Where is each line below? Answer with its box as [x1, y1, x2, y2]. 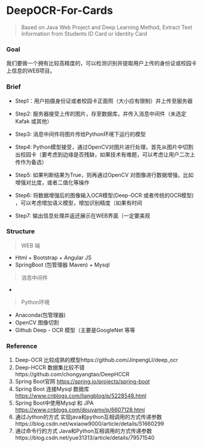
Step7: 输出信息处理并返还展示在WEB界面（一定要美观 [14, 212, 150, 219]
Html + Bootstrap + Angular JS [14, 254, 92, 261]
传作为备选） [14, 158, 47, 166]
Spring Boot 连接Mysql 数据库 [14, 385, 89, 393]
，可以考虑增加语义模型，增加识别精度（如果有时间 [14, 199, 143, 206]
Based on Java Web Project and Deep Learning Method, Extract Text [21, 24, 192, 31]
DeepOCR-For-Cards [6, 4, 114, 18]
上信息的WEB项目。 [6, 67, 56, 74]
